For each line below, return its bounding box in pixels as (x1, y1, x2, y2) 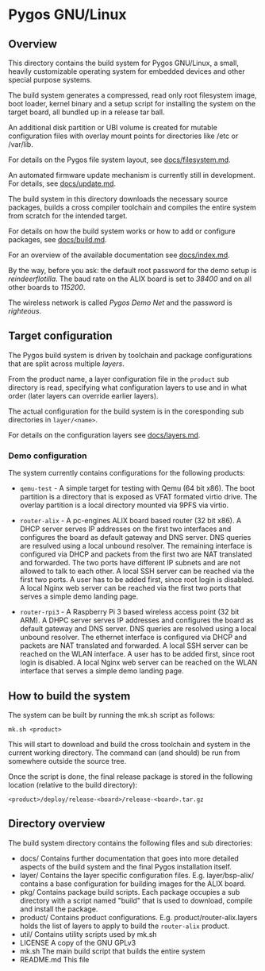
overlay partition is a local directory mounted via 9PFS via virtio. (19, 500, 229, 510)
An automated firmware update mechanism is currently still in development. (8, 171, 255, 179)
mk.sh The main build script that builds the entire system (19, 946, 205, 956)
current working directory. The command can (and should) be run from (8, 748, 240, 757)
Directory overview (8, 817, 106, 830)
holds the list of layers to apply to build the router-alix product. (19, 921, 230, 931)
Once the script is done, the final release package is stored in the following (8, 772, 253, 781)
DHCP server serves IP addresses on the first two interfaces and (19, 524, 232, 534)
